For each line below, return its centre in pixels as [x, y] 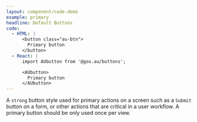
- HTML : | [23, 34]
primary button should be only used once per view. [68, 113]
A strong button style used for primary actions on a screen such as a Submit [99, 100]
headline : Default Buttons [39, 23]
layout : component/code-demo [42, 12]
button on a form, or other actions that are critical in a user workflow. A [93, 107]
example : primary [28, 17]
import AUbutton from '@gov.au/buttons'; [74, 61]
